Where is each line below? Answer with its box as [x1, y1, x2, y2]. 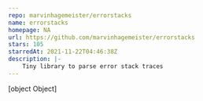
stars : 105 [8, 41, 44, 49]
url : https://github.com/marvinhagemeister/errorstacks [8, 33, 195, 41]
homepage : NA [8, 26, 51, 34]
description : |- [8, 56, 61, 63]
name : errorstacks [8, 19, 68, 27]
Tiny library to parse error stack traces [22, 63, 164, 70]
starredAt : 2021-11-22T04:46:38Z [8, 48, 118, 56]
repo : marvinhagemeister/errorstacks [8, 11, 132, 20]
